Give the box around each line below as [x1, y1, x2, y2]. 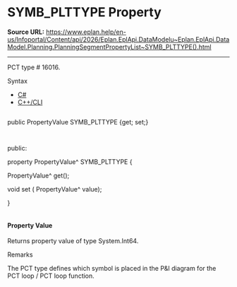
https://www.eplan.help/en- [45, 28, 127, 36]
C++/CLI [17, 98, 43, 106]
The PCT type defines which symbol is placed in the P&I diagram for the [7, 264, 217, 273]
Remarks [7, 250, 33, 259]
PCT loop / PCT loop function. [7, 271, 95, 280]
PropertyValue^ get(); [7, 171, 70, 180]
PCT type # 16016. [7, 63, 61, 71]
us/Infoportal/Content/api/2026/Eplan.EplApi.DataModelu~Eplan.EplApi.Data [7, 35, 230, 43]
